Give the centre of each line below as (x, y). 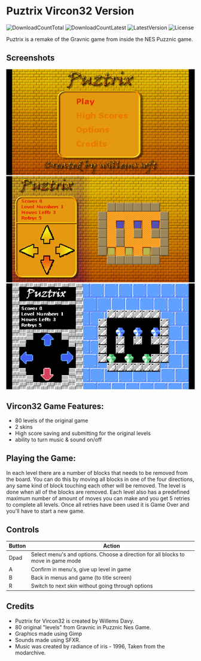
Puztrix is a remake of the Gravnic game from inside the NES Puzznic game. (100, 39)
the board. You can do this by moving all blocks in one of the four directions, (100, 479)
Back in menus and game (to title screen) (81, 577)
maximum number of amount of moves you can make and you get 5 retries (98, 498)
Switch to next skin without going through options (92, 586)
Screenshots (31, 58)
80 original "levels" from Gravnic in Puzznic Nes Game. (83, 627)
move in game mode (56, 561)
